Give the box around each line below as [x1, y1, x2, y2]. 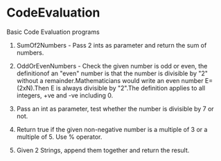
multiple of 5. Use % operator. [16, 133, 103, 141]
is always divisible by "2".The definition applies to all [55, 84, 206, 92]
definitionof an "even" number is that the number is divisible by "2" [16, 69, 209, 77]
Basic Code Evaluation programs [6, 28, 100, 36]
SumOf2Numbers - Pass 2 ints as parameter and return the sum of [16, 41, 207, 49]
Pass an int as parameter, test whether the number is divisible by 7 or [16, 104, 214, 113]
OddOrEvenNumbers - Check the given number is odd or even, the [16, 61, 208, 70]
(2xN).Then [16, 84, 50, 92]
